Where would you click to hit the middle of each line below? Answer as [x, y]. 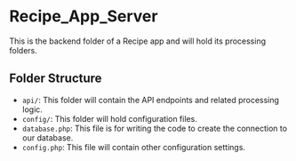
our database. [48, 137]
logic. [32, 109]
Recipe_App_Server [84, 16]
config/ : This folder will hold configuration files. [109, 118]
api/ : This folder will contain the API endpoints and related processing [151, 100]
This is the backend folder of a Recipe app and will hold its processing [138, 41]
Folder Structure [56, 79]
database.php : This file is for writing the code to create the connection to [154, 128]
